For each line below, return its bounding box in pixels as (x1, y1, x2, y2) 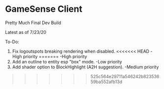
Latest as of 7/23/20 (5, 29, 47, 35)
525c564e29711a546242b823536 (90, 73, 160, 79)
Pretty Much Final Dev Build (5, 20, 61, 26)
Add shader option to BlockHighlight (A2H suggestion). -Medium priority (12, 64, 159, 70)
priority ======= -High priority (23, 53, 87, 59)
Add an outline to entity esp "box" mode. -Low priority (12, 59, 122, 64)
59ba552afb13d (90, 79, 123, 85)
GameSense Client (5, 3, 82, 15)
